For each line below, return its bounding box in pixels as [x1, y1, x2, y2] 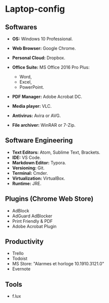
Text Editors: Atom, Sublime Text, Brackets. [12, 149, 101, 155]
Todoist [12, 256, 28, 261]
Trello [12, 251, 24, 256]
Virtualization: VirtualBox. [12, 175, 65, 181]
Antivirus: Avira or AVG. [12, 113, 61, 118]
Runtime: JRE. [12, 180, 42, 186]
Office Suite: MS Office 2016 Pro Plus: [12, 65, 90, 70]
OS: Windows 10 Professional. [12, 36, 73, 42]
